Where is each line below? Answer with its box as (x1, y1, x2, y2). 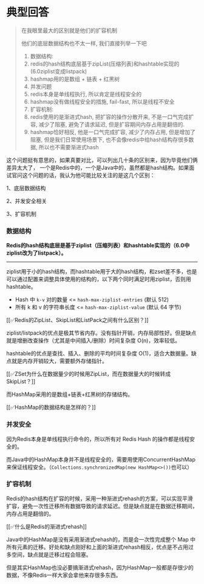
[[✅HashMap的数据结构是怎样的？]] (6, 404, 96, 411)
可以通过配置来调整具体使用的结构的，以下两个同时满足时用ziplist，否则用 (6, 275, 191, 283)
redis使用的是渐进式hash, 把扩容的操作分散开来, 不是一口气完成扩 (30, 113, 194, 120)
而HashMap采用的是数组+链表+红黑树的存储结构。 (6, 391, 134, 398)
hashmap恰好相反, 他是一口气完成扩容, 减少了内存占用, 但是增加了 (30, 128, 196, 135)
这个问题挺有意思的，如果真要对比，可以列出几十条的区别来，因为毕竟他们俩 (6, 156, 198, 164)
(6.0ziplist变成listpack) (30, 67, 87, 75)
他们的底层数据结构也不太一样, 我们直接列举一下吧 (21, 39, 147, 47)
